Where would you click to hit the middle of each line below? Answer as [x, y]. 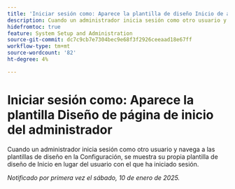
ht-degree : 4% [28, 59]
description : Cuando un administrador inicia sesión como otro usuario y [117, 20]
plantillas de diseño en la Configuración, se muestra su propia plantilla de [113, 156]
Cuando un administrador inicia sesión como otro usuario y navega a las [111, 149]
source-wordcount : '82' [42, 53]
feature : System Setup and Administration [70, 33]
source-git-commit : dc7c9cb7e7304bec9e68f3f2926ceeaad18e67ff [100, 40]
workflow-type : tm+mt [39, 46]
